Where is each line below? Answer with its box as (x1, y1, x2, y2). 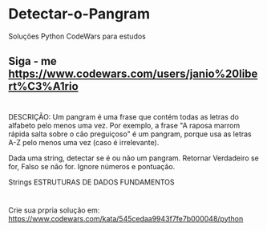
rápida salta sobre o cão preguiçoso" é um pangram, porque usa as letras (8, 129, 253, 139)
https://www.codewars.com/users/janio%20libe (8, 67, 258, 81)
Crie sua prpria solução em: (8, 205, 100, 215)
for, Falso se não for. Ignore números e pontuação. (8, 161, 176, 171)
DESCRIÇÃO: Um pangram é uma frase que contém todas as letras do (8, 111, 239, 121)
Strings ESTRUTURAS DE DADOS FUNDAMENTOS (8, 177, 175, 187)
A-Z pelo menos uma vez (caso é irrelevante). (8, 137, 160, 147)
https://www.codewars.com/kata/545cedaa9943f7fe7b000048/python (8, 213, 244, 223)
